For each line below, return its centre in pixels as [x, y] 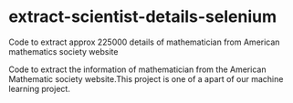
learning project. [39, 88]
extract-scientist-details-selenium [143, 17]
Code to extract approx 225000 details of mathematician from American [144, 42]
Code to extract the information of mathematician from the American [137, 69]
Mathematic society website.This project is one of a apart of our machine [146, 78]
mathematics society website [63, 51]
